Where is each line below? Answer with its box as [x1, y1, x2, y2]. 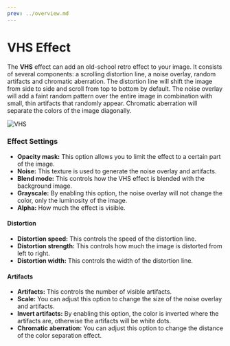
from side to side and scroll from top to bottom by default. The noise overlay [7, 84, 223, 93]
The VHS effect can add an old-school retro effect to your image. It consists [7, 63, 222, 71]
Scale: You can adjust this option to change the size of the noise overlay [16, 295, 222, 303]
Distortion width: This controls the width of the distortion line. [16, 257, 194, 265]
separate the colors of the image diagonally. [7, 106, 132, 114]
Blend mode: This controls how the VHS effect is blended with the [16, 174, 205, 182]
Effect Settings [7, 137, 58, 147]
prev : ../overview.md [7, 10, 69, 17]
